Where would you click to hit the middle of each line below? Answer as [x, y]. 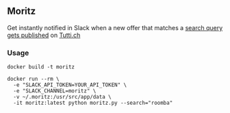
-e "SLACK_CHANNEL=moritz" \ [55, 91]
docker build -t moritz [41, 67]
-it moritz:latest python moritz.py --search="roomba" [93, 103]
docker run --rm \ [33, 79]
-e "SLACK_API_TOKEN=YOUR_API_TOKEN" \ [70, 85]
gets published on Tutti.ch [44, 35]
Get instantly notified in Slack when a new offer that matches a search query [115, 27]
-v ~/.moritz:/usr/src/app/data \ [62, 97]
